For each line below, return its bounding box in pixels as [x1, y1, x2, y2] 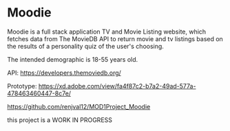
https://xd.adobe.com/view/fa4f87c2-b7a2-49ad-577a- [38, 82, 196, 90]
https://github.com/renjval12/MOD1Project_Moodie [7, 102, 151, 110]
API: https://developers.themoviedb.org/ [7, 69, 122, 77]
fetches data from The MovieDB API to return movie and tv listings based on [7, 34, 224, 43]
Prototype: [7, 82, 37, 90]
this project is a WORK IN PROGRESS [7, 115, 112, 124]
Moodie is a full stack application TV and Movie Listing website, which [7, 27, 207, 36]
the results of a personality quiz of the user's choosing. [7, 42, 164, 50]
